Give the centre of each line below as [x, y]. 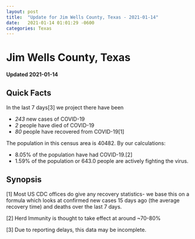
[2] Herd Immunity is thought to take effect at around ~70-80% [83, 218]
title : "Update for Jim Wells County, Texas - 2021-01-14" [83, 17]
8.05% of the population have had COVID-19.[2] [74, 155]
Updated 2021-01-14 [32, 74]
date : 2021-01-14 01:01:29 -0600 [50, 23]
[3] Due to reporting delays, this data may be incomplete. [76, 229]
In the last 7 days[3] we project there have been [65, 107]
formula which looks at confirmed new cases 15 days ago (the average [93, 200]
